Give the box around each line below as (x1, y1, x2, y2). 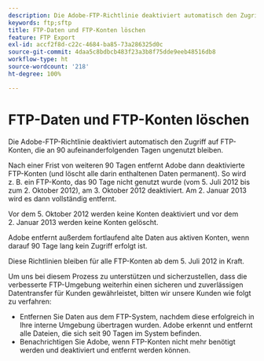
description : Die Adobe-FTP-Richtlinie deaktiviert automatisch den (8, 11, 237, 20)
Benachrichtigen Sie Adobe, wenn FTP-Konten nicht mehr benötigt (19, 337, 236, 346)
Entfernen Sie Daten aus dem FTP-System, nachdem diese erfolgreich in (19, 311, 255, 321)
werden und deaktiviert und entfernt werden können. (19, 345, 191, 355)
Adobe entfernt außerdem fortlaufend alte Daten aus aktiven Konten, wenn (8, 233, 250, 242)
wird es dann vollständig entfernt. (8, 193, 117, 203)
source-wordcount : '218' (8, 63, 90, 71)
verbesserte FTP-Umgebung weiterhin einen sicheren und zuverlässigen (8, 280, 244, 289)
